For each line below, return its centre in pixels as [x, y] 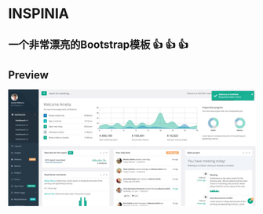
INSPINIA [38, 14]
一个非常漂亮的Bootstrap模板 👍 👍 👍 [99, 44]
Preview [29, 75]
